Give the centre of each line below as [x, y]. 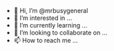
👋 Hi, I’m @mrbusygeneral [51, 11]
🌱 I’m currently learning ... [50, 25]
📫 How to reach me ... [46, 40]
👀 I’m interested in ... [43, 18]
